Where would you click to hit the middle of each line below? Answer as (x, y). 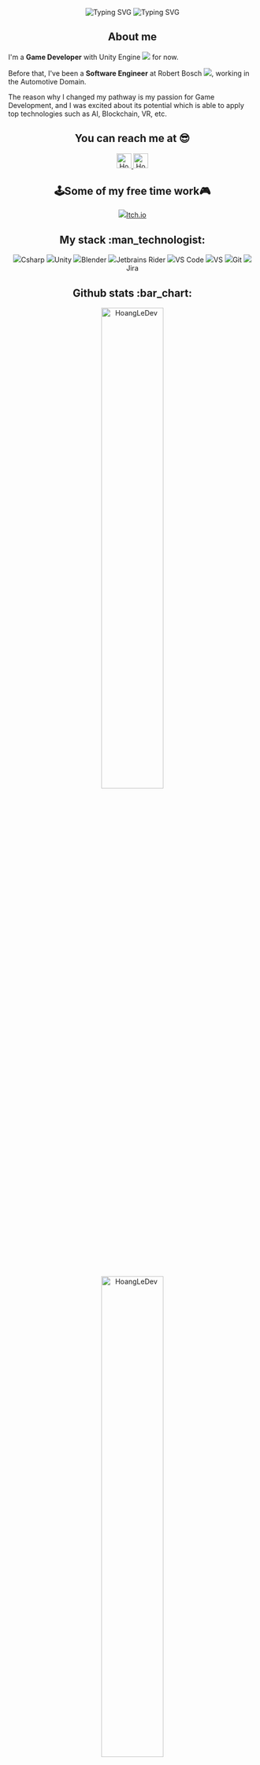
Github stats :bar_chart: (132, 293)
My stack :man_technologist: (132, 239)
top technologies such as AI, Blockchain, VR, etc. (87, 114)
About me (132, 37)
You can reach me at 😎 (132, 138)
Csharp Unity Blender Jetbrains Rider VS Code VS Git (132, 260)
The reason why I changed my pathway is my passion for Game (111, 97)
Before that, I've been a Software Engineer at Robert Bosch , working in (129, 73)
